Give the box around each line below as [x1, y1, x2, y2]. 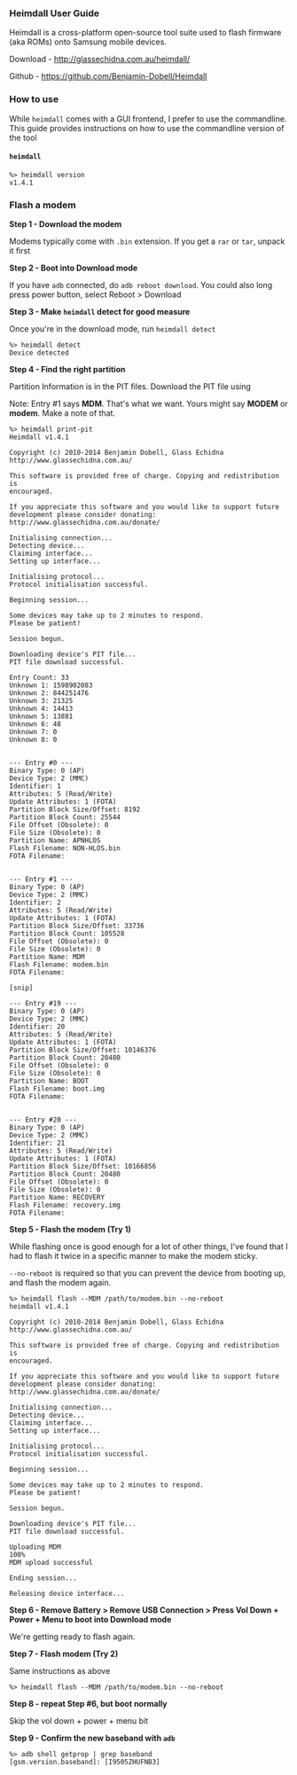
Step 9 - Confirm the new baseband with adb [9, 1732, 176, 1744]
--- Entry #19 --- [9, 999, 77, 1008]
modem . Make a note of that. [9, 408, 116, 418]
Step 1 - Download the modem [9, 219, 122, 230]
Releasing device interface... [9, 1590, 125, 1599]
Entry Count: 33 [9, 673, 69, 683]
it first [9, 246, 31, 256]
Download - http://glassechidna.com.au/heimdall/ [9, 54, 191, 65]
